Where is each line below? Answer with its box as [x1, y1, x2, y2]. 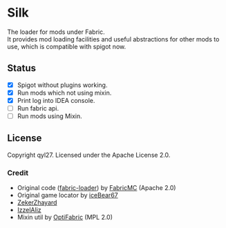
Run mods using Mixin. [17, 112, 83, 120]
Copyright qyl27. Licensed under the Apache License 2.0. [7, 151, 171, 159]
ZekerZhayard [17, 198, 57, 207]
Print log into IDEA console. [17, 96, 95, 104]
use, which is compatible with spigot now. [7, 42, 126, 50]
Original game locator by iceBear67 [17, 191, 119, 200]
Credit [7, 168, 29, 178]
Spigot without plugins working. [17, 81, 108, 89]
